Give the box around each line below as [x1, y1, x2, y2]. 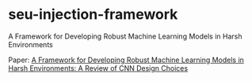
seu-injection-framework [8, 6, 178, 24]
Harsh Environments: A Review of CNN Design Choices [8, 63, 189, 72]
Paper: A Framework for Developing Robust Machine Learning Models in [8, 55, 244, 64]
